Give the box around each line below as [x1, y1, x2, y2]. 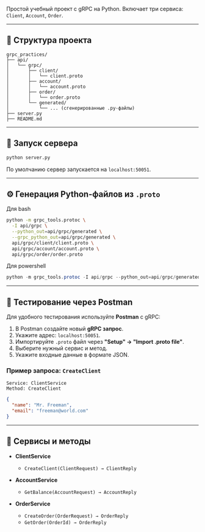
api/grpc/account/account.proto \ [12, 245, 99, 252]
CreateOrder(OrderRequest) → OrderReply [24, 513, 129, 519]
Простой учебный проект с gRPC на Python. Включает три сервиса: [6, 6, 184, 12]
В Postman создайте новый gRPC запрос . [15, 325, 124, 333]
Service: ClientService [6, 380, 67, 387]
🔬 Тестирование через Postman [6, 297, 133, 307]
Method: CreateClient [6, 386, 62, 392]
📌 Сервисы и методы [6, 436, 91, 447]
